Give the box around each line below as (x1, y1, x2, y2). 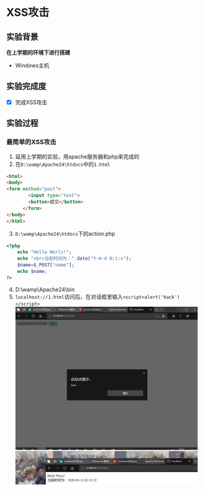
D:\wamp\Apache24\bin (15, 286, 75, 293)
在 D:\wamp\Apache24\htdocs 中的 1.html (15, 160, 110, 168)
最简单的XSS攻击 (6, 138, 56, 146)
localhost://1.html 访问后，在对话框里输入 (15, 293, 123, 300)
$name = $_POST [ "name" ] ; (17, 262, 75, 268)
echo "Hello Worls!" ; (17, 249, 72, 255)
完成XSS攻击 (15, 98, 47, 106)
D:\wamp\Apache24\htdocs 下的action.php (15, 230, 115, 237)
